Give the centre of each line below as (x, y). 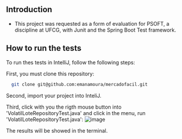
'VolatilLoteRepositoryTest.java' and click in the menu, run (76, 113)
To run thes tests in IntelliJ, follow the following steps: (71, 62)
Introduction (29, 10)
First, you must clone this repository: (50, 74)
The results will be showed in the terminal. (57, 130)
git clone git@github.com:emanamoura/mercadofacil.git (80, 84)
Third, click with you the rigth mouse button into (64, 107)
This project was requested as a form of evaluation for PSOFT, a (92, 23)
